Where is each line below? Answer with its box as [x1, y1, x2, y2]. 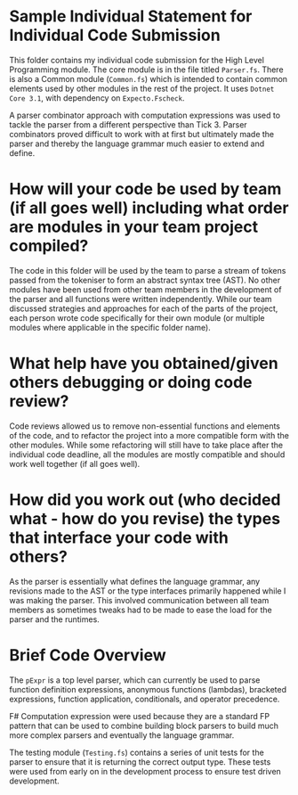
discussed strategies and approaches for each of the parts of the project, [9, 303, 278, 314]
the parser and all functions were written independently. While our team [9, 293, 273, 304]
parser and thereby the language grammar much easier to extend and [9, 138, 265, 149]
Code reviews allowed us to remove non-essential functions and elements [9, 421, 280, 431]
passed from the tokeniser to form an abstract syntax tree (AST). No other [9, 275, 281, 285]
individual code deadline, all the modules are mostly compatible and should [9, 448, 286, 460]
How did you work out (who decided [9, 490, 282, 510]
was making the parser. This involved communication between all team [9, 594, 270, 605]
